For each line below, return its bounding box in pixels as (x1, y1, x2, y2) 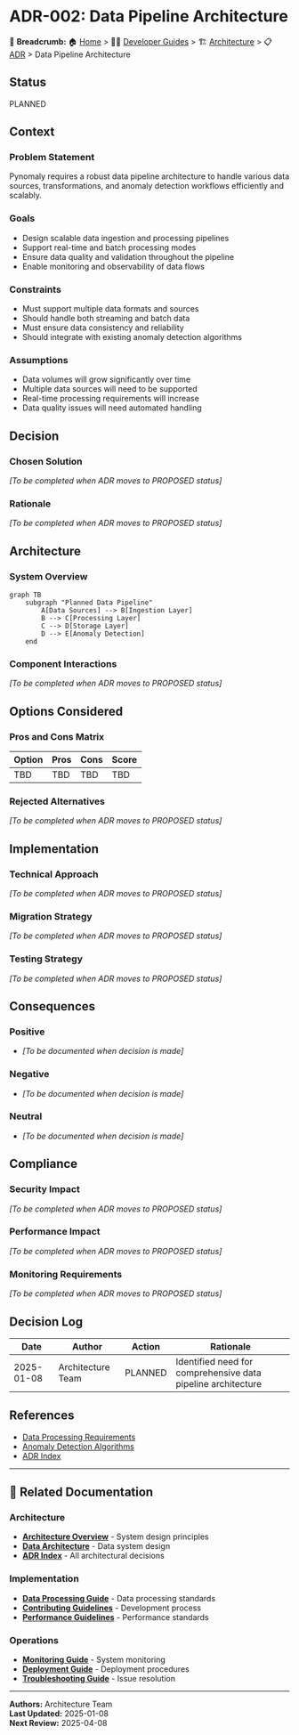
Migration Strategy (9, 910, 93, 922)
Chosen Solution (9, 455, 83, 467)
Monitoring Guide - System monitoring (21, 1654, 166, 1666)
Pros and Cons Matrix (9, 730, 105, 742)
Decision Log (9, 1314, 84, 1329)
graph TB (9, 590, 42, 599)
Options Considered (9, 703, 123, 718)
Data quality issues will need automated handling (21, 402, 202, 413)
